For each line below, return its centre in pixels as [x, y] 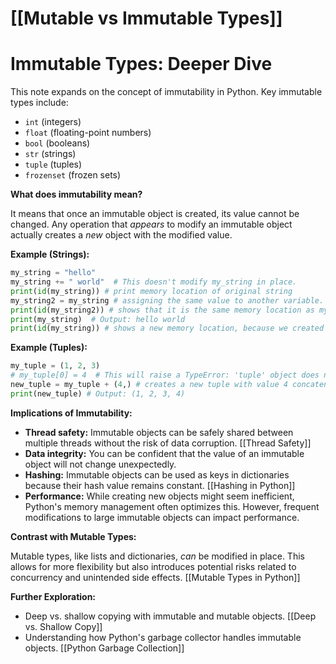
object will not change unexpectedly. [100, 464]
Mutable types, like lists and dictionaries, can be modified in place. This [157, 556]
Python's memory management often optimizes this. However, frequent [172, 506]
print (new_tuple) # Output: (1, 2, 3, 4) [98, 393]
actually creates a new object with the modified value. [121, 235]
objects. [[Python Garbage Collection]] [104, 648]
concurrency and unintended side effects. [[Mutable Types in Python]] [155, 577]
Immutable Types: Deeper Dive [141, 64]
